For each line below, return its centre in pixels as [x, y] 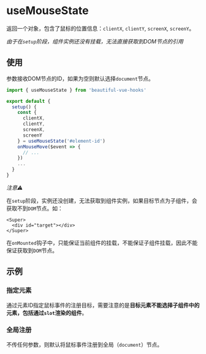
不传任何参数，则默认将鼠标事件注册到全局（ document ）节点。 [85, 344]
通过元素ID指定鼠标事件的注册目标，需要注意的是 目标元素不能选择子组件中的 [103, 305]
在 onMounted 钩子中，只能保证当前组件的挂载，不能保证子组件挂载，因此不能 [102, 243]
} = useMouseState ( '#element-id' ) [61, 141]
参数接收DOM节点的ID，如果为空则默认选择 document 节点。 [80, 78]
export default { [29, 101]
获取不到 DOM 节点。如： [35, 208]
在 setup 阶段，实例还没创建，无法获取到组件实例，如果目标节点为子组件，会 [102, 200]
